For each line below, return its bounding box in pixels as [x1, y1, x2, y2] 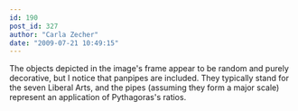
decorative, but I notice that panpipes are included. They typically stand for [9, 73, 289, 84]
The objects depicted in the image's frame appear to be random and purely [9, 63, 289, 74]
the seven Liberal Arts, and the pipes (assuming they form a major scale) [9, 82, 280, 93]
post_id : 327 [9, 22, 59, 31]
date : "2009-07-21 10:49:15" [9, 38, 119, 48]
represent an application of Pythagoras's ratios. [9, 92, 187, 103]
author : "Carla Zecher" [9, 30, 99, 39]
